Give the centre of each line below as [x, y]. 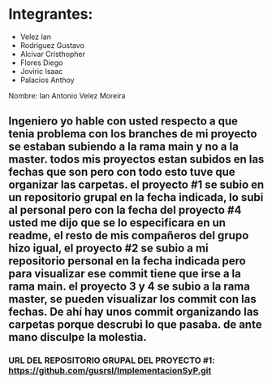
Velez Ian [35, 37]
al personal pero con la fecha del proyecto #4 [125, 210]
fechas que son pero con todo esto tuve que [122, 172]
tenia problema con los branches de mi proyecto [133, 134]
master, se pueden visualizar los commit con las [133, 299]
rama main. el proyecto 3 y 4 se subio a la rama [129, 287]
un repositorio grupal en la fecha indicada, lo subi [136, 197]
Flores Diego [41, 63]
